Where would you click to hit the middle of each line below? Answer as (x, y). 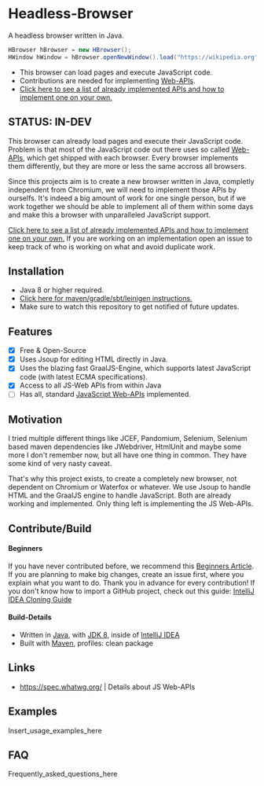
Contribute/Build (50, 529)
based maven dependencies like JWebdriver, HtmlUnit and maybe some (125, 447)
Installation (36, 271)
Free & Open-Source (53, 351)
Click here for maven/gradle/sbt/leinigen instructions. (106, 299)
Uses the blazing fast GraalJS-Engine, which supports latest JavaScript (135, 368)
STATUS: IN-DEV (50, 122)
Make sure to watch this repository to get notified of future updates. (129, 307)
